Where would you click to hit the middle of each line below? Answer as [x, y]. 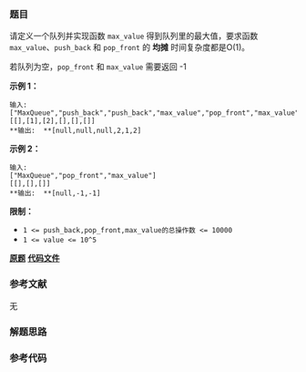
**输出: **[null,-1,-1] [55, 193]
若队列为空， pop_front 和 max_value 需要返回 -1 [98, 67]
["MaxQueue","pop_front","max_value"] [83, 176]
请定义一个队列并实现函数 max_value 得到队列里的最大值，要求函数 [134, 36]
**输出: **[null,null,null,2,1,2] [76, 131]
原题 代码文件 [35, 258]
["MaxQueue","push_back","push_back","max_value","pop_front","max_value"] [156, 113]
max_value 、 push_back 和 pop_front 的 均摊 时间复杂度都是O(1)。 [130, 47]
